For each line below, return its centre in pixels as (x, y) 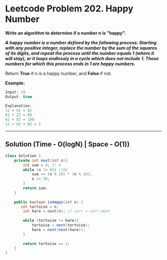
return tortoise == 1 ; (46, 244)
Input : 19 (15, 92)
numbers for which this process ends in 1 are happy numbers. (70, 64)
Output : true (19, 97)
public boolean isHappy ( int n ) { (49, 202)
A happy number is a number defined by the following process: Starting (81, 42)
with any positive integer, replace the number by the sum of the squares (81, 48)
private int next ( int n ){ (41, 160)
